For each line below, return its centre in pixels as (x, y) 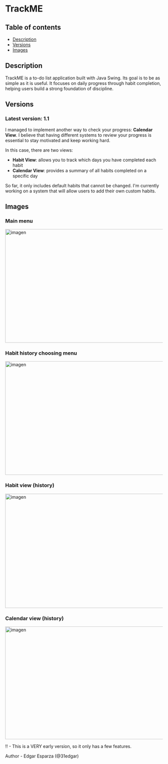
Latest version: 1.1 (27, 119)
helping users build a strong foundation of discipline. (59, 88)
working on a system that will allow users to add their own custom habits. (81, 191)
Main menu (19, 221)
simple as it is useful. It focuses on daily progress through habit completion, (83, 83)
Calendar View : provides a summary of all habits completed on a (79, 170)
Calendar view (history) (34, 618)
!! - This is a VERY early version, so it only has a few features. (68, 746)
